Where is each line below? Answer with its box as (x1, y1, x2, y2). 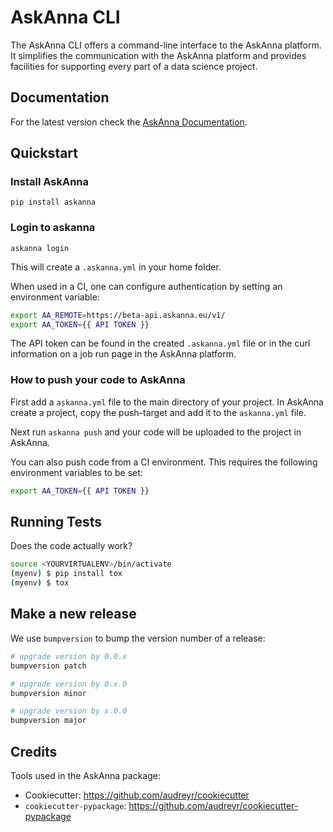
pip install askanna (10, 197, 97, 208)
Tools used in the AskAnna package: (10, 769, 161, 781)
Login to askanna (10, 221, 96, 235)
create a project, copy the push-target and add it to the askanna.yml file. (10, 406, 307, 418)
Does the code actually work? (10, 540, 133, 552)
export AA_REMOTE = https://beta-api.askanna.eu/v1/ (10, 310, 226, 320)
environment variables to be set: (10, 466, 143, 478)
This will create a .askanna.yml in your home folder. (10, 261, 222, 273)
